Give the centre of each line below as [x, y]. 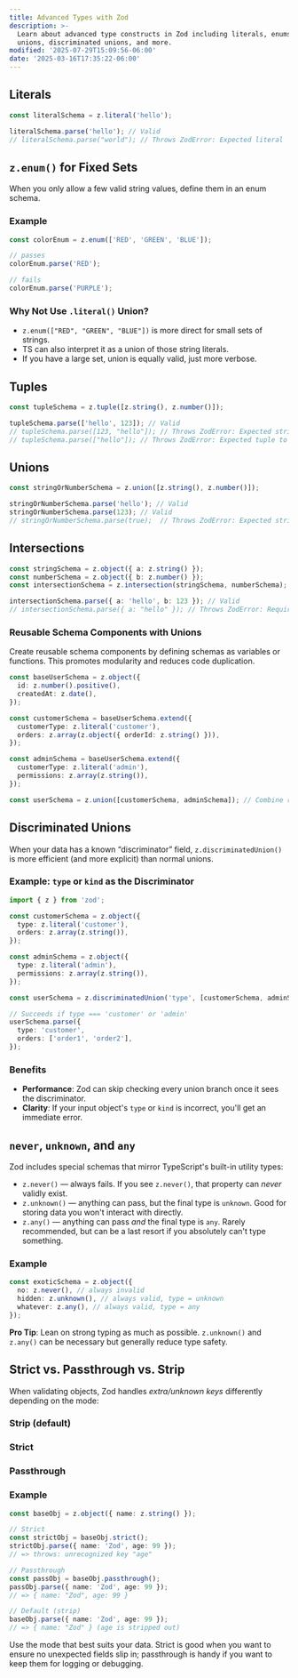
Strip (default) [40, 1424]
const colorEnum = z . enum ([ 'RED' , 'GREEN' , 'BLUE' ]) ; [111, 240]
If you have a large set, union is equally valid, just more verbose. [139, 359]
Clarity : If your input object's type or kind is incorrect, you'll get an [144, 1108]
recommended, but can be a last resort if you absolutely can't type [144, 1232]
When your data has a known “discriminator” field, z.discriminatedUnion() [145, 849]
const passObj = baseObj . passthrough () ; [85, 1578]
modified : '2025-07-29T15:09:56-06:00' [83, 51]
